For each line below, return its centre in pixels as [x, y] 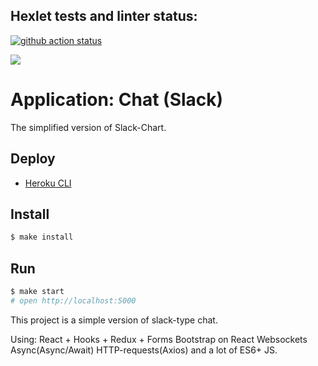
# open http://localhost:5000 [73, 300]
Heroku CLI [48, 183]
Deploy [33, 159]
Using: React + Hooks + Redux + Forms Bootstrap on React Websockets [159, 339]
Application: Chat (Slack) [117, 100]
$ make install [42, 237]
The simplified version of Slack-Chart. [88, 127]
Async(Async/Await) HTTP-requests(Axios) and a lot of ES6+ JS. [144, 350]
